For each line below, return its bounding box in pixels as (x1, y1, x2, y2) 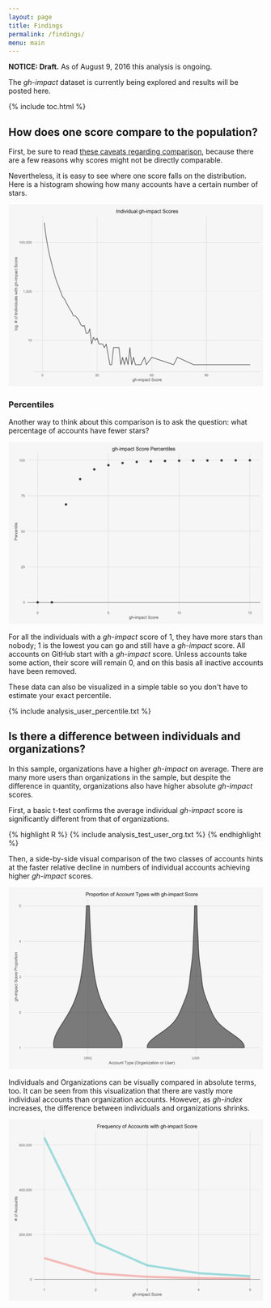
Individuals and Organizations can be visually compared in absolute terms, (8, 1077, 256, 1087)
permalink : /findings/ (8, 30, 85, 38)
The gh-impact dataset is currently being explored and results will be (8, 78, 239, 87)
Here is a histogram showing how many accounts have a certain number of (8, 180, 259, 189)
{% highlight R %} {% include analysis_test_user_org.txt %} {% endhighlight (8, 829, 261, 839)
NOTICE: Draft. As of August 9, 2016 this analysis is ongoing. (8, 61, 213, 72)
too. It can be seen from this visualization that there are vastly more (8, 1086, 233, 1095)
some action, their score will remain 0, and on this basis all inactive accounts (8, 658, 264, 667)
